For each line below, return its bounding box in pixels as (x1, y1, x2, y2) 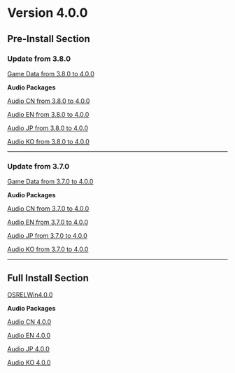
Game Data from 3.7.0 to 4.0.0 (7, 177, 94, 186)
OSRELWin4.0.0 (7, 290, 53, 299)
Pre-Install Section (7, 33, 90, 45)
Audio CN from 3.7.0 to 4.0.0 (7, 204, 90, 213)
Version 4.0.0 (7, 5, 88, 21)
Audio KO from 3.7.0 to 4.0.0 (7, 245, 89, 253)
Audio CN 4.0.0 (7, 317, 52, 326)
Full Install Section (7, 272, 90, 284)
